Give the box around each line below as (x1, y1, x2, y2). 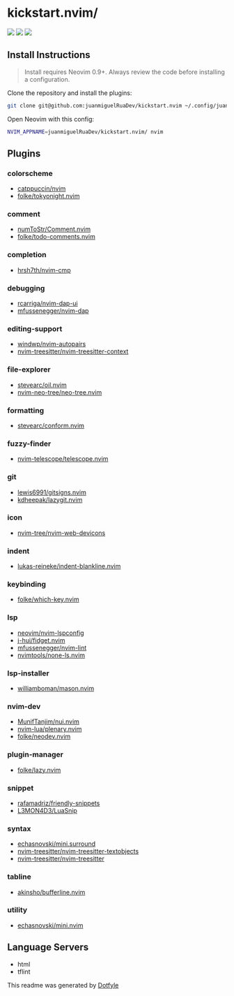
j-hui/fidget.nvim (17, 636, 65, 644)
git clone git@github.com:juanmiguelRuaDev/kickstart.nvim (7, 102, 182, 109)
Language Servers (7, 942, 89, 953)
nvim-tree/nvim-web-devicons (17, 529, 106, 537)
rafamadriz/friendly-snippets (17, 798, 100, 807)
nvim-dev (7, 701, 41, 711)
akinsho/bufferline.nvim (17, 888, 86, 896)
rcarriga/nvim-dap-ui (17, 299, 78, 308)
